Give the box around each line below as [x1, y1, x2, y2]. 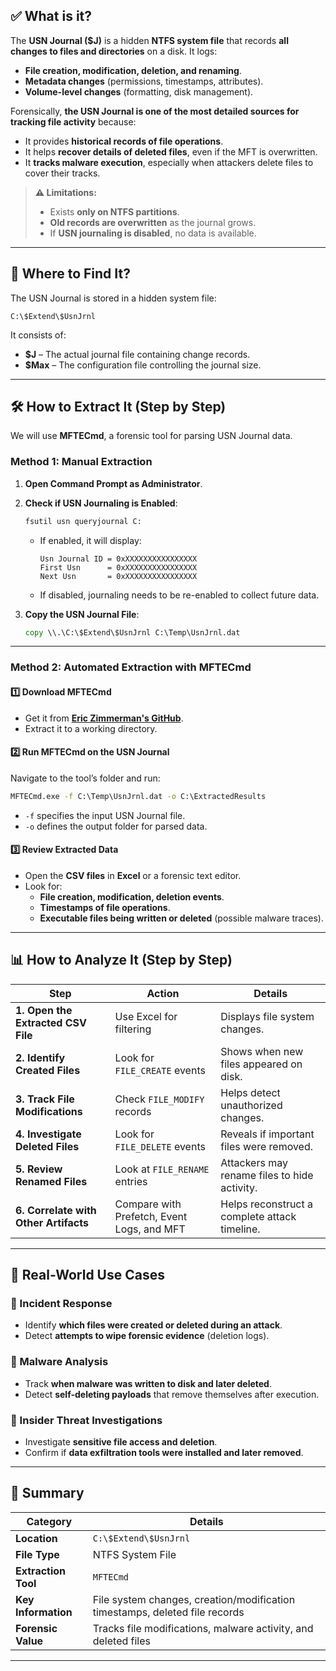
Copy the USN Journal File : [24, 608, 140, 620]
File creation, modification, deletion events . [39, 890, 225, 903]
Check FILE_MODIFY [114, 1092, 205, 1106]
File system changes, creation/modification [92, 1592, 296, 1606]
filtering [114, 1022, 152, 1036]
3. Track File [15, 1092, 75, 1106]
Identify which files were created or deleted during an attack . [24, 1319, 283, 1331]
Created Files [15, 1063, 81, 1077]
